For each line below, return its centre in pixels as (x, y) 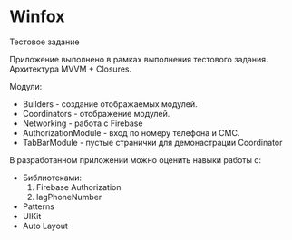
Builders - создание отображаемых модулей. (110, 104)
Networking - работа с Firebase (83, 123)
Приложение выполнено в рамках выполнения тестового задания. (139, 59)
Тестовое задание (44, 42)
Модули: (26, 86)
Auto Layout (45, 226)
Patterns (38, 206)
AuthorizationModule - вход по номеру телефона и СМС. (131, 132)
